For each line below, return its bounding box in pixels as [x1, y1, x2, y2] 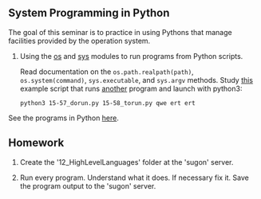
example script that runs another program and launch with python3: [19, 84, 243, 93]
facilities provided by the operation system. [8, 36, 151, 45]
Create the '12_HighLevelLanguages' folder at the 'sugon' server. [19, 157, 234, 166]
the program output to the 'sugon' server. [19, 181, 156, 190]
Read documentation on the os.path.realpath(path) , [19, 67, 194, 76]
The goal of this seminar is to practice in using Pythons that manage [8, 27, 233, 37]
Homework [8, 136, 65, 150]
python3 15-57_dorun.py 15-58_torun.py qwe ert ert [19, 99, 196, 107]
